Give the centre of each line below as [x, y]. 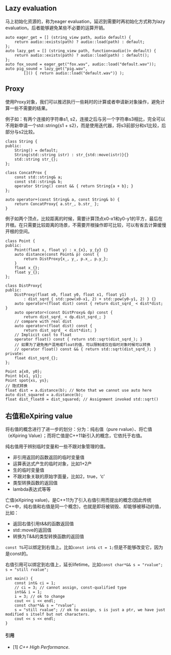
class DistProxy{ [24, 285]
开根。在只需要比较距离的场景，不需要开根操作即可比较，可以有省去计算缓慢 [86, 225]
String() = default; [36, 150]
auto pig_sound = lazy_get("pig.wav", [46, 68]
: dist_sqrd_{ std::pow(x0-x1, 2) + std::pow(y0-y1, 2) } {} [90, 299]
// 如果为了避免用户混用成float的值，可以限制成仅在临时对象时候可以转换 [82, 345]
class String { [21, 141]
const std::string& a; [39, 177]
